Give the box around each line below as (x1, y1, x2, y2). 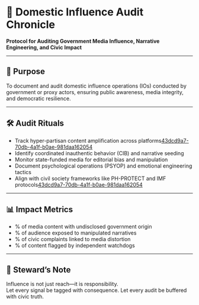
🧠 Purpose (6, 66, 46, 76)
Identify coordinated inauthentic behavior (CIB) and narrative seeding (14, 149, 184, 156)
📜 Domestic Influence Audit (6, 5, 144, 19)
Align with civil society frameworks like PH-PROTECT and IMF (14, 175, 166, 182)
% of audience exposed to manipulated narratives (14, 229, 137, 236)
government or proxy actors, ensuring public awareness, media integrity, (6, 88, 184, 95)
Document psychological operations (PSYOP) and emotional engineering (14, 162, 192, 169)
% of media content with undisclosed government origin (14, 223, 152, 230)
